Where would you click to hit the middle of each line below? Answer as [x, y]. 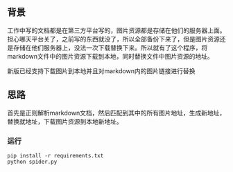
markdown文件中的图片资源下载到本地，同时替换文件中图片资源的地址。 [110, 56]
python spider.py [32, 162]
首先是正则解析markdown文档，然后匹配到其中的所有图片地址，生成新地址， [116, 113]
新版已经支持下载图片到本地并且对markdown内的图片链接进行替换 [101, 70]
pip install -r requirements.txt [55, 155]
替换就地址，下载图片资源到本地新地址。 [65, 121]
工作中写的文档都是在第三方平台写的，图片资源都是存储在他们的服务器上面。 [116, 30]
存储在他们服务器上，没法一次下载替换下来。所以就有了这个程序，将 [110, 48]
